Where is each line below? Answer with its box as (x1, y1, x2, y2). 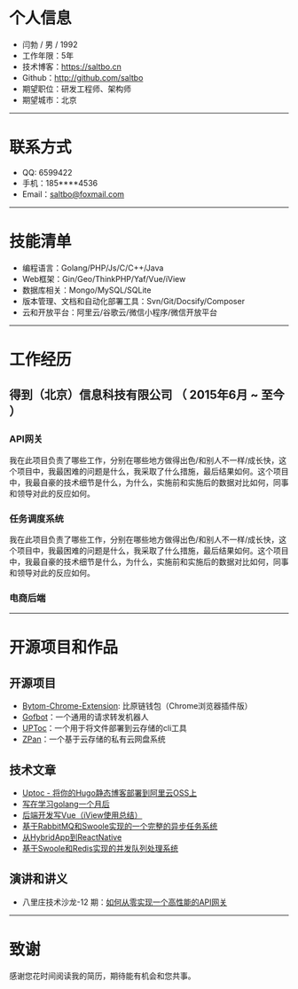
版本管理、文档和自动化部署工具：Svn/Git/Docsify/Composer (21, 295, 246, 306)
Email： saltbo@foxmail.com (21, 188, 125, 200)
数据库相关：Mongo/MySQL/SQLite (21, 285, 152, 295)
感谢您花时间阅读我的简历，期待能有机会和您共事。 (9, 970, 196, 981)
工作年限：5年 (21, 50, 74, 60)
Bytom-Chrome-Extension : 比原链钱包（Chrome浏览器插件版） (21, 701, 253, 711)
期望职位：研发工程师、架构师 (21, 83, 131, 94)
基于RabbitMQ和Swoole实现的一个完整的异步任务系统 (21, 821, 218, 832)
